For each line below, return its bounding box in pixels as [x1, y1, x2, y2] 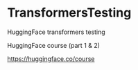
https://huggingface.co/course [7, 54, 95, 63]
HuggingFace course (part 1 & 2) [7, 41, 101, 49]
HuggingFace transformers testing [7, 28, 105, 36]
